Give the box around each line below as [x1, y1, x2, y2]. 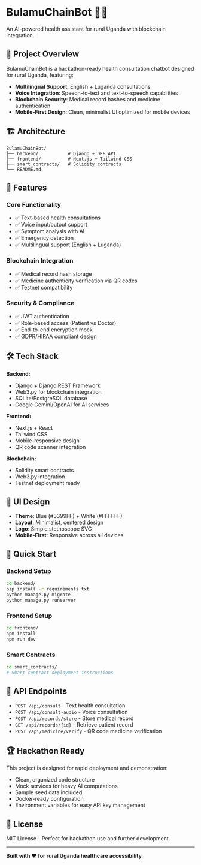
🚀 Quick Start [6, 548, 57, 559]
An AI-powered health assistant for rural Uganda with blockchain [6, 25, 166, 32]
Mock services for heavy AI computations [14, 782, 118, 790]
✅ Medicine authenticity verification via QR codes [14, 277, 138, 284]
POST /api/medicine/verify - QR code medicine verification [14, 728, 162, 735]
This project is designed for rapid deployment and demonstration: [6, 764, 168, 772]
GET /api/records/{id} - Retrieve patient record [14, 721, 133, 728]
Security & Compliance [6, 299, 75, 308]
